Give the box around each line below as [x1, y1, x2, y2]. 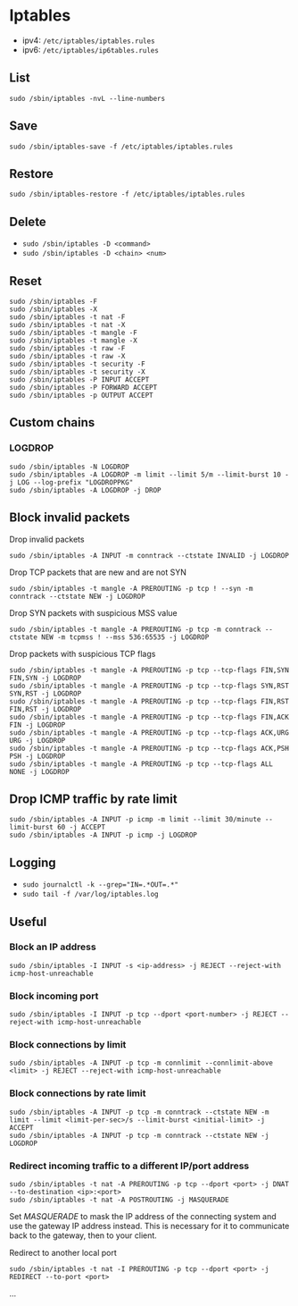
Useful [9, 914, 47, 930]
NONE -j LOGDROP [9, 767, 70, 776]
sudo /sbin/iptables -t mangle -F [9, 328, 138, 337]
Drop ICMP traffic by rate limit [9, 791, 178, 806]
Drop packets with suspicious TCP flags [9, 648, 156, 659]
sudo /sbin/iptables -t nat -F [9, 313, 126, 322]
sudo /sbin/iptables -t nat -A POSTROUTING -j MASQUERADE [9, 1195, 229, 1204]
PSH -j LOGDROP [9, 752, 66, 761]
